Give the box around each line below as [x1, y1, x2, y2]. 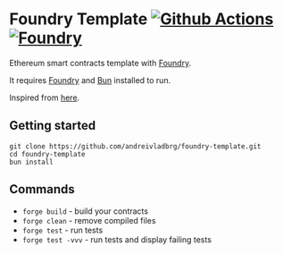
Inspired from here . [9, 92, 80, 103]
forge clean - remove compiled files [21, 215, 156, 225]
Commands [9, 182, 76, 197]
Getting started [9, 118, 96, 133]
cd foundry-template [9, 149, 87, 158]
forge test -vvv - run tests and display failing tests [21, 233, 212, 245]
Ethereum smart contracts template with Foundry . [9, 57, 192, 68]
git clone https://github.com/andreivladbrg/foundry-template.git [9, 141, 262, 151]
